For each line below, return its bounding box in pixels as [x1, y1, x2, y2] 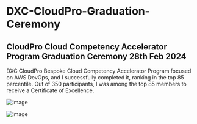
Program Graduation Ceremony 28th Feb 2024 [6, 51, 187, 62]
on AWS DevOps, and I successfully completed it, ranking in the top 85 [6, 74, 184, 81]
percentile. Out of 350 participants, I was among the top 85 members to [6, 81, 187, 87]
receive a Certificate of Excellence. [6, 87, 95, 94]
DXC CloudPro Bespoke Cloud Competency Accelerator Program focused [6, 67, 192, 75]
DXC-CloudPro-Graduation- [6, 4, 151, 18]
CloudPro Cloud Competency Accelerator [6, 42, 168, 52]
